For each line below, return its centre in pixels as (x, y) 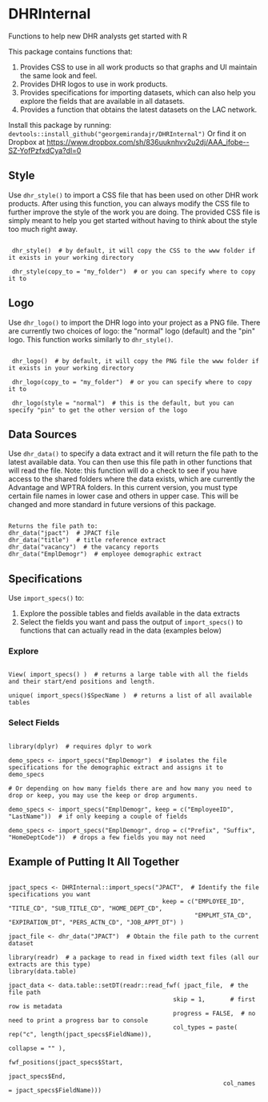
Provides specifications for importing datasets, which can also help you (138, 92)
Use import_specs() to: (46, 598)
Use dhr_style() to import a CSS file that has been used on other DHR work (133, 195)
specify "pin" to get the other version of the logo (98, 410)
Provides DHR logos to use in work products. (94, 84)
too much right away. (43, 229)
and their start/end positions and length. (82, 682)
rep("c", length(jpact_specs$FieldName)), (80, 1034)
